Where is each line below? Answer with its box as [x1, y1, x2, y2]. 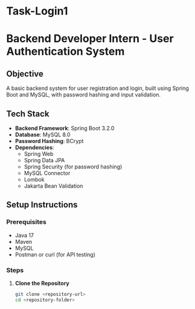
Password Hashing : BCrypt [14, 138, 84, 144]
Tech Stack [6, 109, 50, 119]
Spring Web [24, 150, 54, 158]
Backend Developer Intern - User [6, 32, 174, 46]
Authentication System [6, 45, 125, 59]
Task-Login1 [6, 4, 68, 18]
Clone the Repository [14, 279, 69, 287]
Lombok [24, 176, 45, 183]
